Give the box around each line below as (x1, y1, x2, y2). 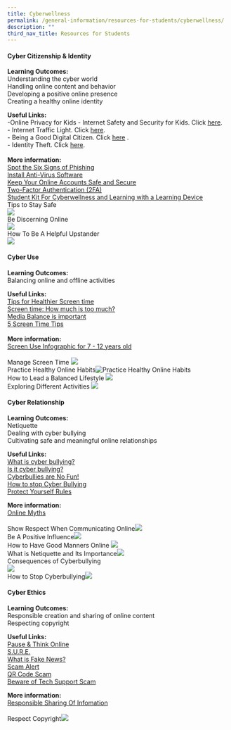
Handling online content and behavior (7, 82, 116, 91)
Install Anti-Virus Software (7, 170, 83, 180)
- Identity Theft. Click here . (7, 141, 86, 149)
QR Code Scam (7, 670, 52, 679)
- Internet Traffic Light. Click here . (7, 126, 106, 134)
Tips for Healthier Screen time (7, 297, 95, 306)
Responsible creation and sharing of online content (7, 612, 155, 620)
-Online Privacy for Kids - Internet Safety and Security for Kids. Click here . (7, 118, 223, 127)
